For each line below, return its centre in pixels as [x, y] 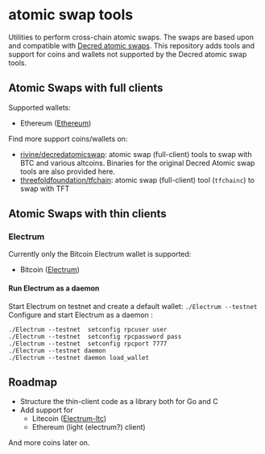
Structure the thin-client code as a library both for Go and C [119, 402]
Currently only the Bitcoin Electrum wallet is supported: [100, 254]
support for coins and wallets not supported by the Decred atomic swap [128, 54]
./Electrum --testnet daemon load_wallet [79, 357]
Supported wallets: [39, 107]
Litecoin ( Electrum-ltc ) [69, 419]
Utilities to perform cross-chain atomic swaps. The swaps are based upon [131, 37]
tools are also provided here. [67, 171]
